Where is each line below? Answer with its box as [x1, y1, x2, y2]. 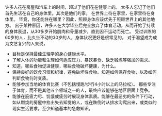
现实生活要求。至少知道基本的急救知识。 [12, 106, 93, 111]
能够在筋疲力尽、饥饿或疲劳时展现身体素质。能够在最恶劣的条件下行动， [12, 94, 157, 99]
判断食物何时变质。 [12, 75, 51, 81]
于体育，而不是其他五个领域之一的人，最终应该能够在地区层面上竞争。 [12, 87, 153, 93]
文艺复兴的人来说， [9, 41, 48, 46]
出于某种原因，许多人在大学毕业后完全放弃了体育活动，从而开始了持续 [14, 22, 155, 28]
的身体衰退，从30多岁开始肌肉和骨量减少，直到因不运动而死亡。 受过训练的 [5, 29, 156, 34]
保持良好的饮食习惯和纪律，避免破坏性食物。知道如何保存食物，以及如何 [12, 69, 157, 75]
